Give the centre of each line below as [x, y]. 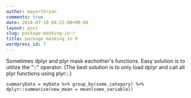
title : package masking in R [42, 39]
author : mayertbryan [32, 11]
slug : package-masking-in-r [41, 33]
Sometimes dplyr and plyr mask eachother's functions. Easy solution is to [96, 61]
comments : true [25, 17]
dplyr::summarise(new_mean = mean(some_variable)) [70, 89]
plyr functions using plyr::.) [39, 73]
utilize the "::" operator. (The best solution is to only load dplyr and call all [96, 67]
